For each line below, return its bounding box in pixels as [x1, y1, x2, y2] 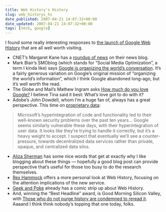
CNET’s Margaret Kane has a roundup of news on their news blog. [12, 54, 149, 60]
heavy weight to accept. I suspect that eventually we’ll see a [17, 133, 141, 139]
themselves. [12, 169, 38, 175]
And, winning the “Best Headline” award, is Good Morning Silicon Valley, [12, 191, 161, 197]
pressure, [17, 138, 37, 145]
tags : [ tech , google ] [5, 26, 50, 31]
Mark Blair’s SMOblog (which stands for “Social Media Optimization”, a [12, 60, 157, 66]
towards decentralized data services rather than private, [38, 138, 154, 145]
